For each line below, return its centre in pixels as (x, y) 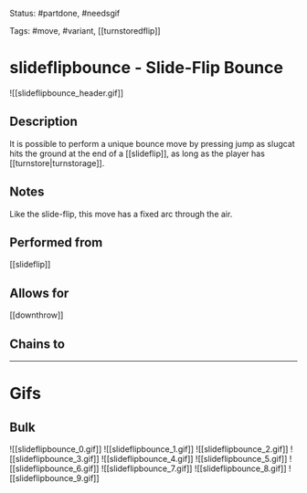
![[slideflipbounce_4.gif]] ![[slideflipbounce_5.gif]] (194, 459)
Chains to (37, 344)
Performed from (56, 242)
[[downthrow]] (37, 315)
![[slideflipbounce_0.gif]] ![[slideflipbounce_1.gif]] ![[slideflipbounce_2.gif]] (149, 449)
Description (43, 122)
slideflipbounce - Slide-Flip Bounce (146, 68)
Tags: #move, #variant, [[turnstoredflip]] (85, 31)
